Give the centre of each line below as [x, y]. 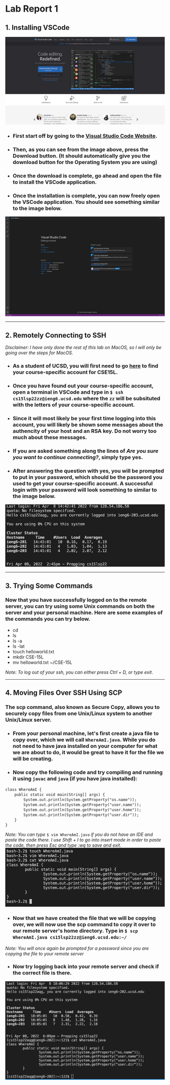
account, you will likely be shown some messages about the [88, 425]
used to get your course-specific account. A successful [82, 483]
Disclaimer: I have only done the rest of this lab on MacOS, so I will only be [83, 347]
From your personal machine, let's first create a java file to [86, 733]
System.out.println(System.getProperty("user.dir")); [81, 815]
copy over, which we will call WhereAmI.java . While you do [84, 740]
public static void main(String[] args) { [60, 795]
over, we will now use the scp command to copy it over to [84, 925]
